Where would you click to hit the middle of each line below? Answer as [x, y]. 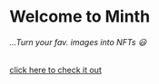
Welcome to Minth [80, 17]
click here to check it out [55, 70]
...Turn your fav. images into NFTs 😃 [78, 42]
